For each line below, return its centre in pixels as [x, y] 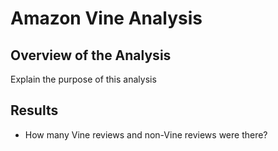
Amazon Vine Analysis [106, 18]
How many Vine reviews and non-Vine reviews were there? [146, 134]
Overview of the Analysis [91, 55]
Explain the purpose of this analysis [83, 79]
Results [34, 110]
